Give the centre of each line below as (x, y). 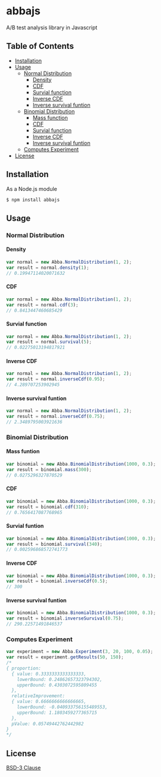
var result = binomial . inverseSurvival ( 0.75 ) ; (65, 618)
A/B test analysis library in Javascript (52, 27)
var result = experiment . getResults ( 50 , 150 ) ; (65, 657)
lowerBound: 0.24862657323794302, (60, 679)
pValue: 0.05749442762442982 (48, 724)
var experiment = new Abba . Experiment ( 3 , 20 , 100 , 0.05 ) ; (80, 652)
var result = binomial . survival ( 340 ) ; (54, 544)
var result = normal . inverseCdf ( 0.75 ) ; (56, 417)
